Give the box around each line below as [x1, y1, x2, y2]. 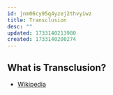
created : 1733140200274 [7, 36, 77, 43]
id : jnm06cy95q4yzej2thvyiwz [7, 10, 92, 17]
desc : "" [7, 23, 33, 30]
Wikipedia [17, 80, 47, 88]
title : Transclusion [7, 17, 68, 24]
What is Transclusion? [7, 62, 107, 74]
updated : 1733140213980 [7, 29, 77, 37]
